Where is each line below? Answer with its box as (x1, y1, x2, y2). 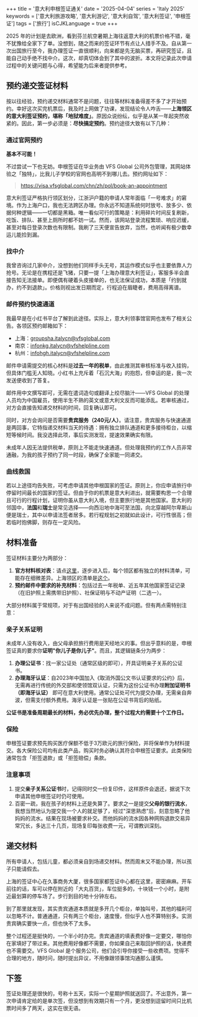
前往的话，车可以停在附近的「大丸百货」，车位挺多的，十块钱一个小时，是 (6, 885, 184, 892)
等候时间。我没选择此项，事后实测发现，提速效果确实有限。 (11, 431, 156, 438)
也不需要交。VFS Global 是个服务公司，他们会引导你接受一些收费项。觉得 (6, 947, 184, 954)
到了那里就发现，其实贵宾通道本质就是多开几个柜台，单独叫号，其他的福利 (6, 905, 187, 912)
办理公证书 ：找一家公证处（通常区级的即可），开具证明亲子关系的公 (14, 660, 178, 667)
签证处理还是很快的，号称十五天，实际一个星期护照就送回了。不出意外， (6, 990, 181, 997)
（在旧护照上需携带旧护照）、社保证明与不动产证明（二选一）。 (14, 589, 165, 596)
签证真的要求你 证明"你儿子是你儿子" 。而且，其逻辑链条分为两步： (6, 647, 167, 654)
